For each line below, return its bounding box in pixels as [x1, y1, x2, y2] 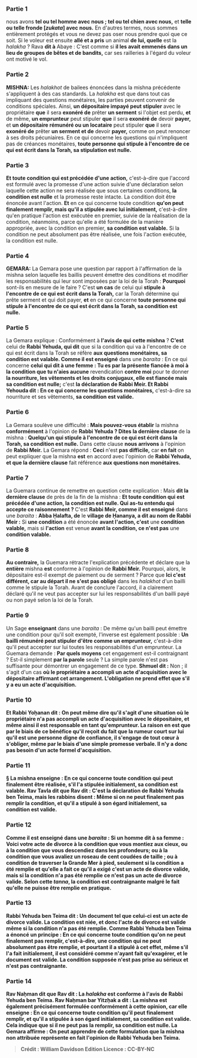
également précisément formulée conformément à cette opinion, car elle [6, 1003, 188, 1010]
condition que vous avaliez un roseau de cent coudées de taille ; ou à [6, 853, 178, 860]
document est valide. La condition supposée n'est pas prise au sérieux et [6, 956, 189, 963]
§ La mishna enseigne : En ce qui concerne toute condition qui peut [6, 775, 173, 782]
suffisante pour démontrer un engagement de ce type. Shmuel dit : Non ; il [6, 662, 188, 669]
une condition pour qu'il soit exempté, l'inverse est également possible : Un [6, 631, 189, 638]
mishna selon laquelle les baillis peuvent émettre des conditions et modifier [6, 272, 188, 279]
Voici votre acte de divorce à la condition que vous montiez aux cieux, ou [6, 840, 188, 847]
